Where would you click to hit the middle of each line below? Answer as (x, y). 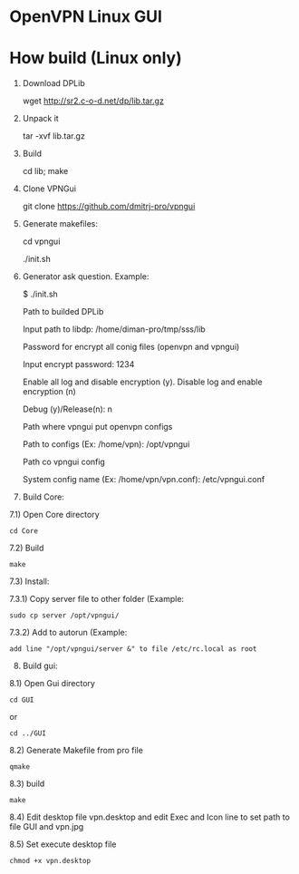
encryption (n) (49, 392)
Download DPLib (53, 83)
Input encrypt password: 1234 (78, 364)
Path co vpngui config (64, 462)
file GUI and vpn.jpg (47, 827)
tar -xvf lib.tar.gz (54, 136)
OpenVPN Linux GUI (86, 17)
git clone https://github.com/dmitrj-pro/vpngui (109, 207)
